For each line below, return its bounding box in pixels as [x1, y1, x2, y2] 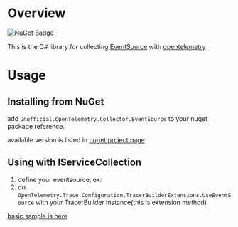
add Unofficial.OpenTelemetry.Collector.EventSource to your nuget [7, 114, 208, 122]
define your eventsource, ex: [17, 175, 102, 184]
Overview [7, 5, 66, 21]
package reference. [7, 122, 65, 130]
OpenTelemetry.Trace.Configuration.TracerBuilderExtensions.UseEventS [17, 191, 232, 199]
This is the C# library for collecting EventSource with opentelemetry [7, 42, 206, 51]
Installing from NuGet [7, 95, 104, 107]
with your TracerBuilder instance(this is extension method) [35, 198, 207, 206]
